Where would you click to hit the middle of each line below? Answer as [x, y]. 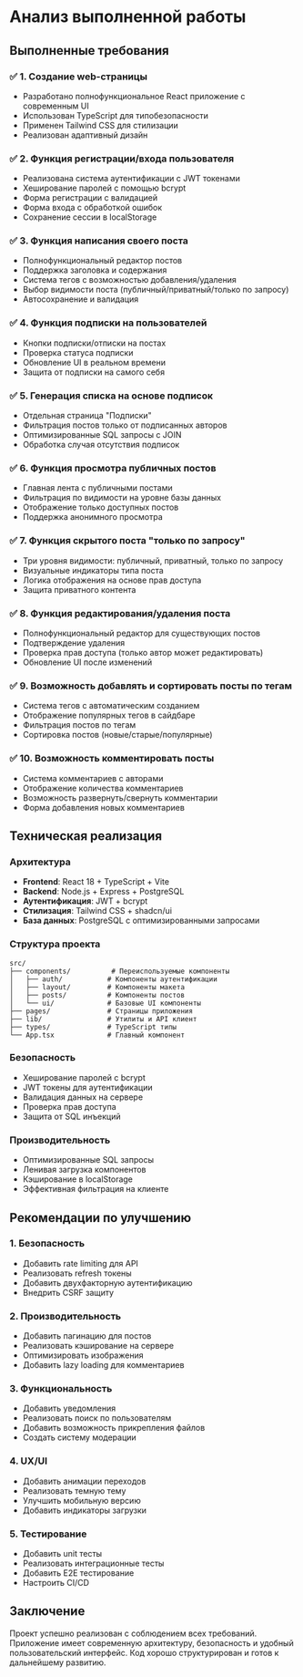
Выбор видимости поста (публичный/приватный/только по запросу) [156, 290]
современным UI [56, 106]
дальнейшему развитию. [58, 1662]
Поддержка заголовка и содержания [95, 270]
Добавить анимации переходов [84, 1481]
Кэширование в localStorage [78, 1179]
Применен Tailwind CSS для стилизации [101, 125]
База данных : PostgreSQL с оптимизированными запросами [141, 921]
